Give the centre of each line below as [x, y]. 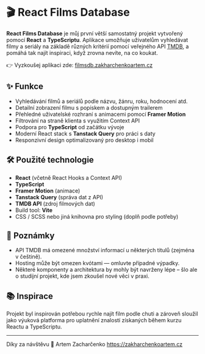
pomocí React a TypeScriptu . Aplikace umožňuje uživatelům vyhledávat [97, 40]
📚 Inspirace [30, 296]
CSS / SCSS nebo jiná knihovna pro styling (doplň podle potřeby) [97, 216]
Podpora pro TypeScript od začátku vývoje [70, 127]
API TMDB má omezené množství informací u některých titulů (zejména [105, 250]
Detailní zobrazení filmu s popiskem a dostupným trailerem [89, 107]
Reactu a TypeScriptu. [34, 327]
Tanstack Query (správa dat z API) [59, 197]
